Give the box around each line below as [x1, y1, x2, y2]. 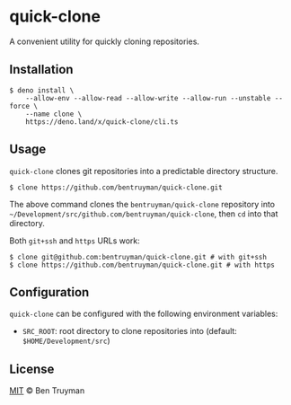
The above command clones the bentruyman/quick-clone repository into [9, 198, 276, 209]
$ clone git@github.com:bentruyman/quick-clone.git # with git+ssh [9, 252, 268, 261]
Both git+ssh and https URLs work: [9, 235, 141, 246]
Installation [9, 62, 74, 77]
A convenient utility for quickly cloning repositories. [9, 36, 200, 47]
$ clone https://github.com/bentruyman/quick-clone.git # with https [9, 260, 276, 269]
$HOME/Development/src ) [22, 335, 110, 347]
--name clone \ [25, 110, 83, 119]
